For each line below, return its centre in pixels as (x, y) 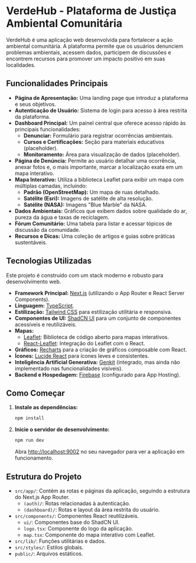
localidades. (21, 65)
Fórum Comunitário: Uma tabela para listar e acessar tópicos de (93, 224)
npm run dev (29, 441)
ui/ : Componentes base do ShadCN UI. (71, 522)
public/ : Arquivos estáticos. (49, 554)
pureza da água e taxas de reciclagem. (62, 217)
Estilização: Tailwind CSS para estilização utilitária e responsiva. (93, 312)
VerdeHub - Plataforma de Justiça (91, 11)
